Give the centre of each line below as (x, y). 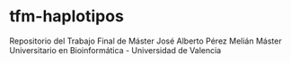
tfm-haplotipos (66, 16)
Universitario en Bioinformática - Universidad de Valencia (115, 50)
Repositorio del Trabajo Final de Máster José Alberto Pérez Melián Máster (145, 41)
